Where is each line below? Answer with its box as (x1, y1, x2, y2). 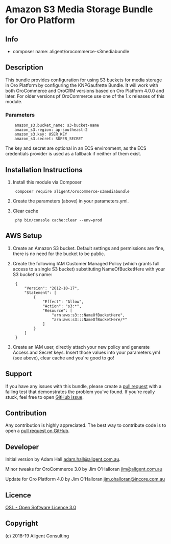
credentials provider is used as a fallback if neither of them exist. (5, 151, 141, 157)
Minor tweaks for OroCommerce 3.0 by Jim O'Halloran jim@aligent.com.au (5, 466, 162, 472)
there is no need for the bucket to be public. (12, 251, 106, 257)
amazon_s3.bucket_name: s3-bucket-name (14, 123, 100, 128)
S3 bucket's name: (12, 271, 53, 277)
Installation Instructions (5, 165, 83, 174)
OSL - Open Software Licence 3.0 (5, 504, 77, 510)
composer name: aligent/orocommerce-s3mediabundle (12, 49, 130, 54)
